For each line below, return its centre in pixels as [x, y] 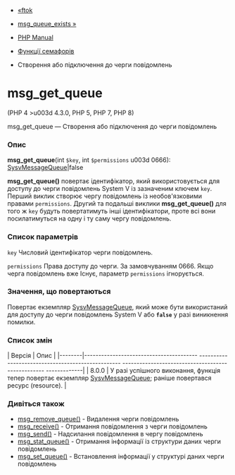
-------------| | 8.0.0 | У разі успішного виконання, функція [133, 371]
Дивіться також [36, 404]
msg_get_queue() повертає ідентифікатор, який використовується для [114, 181]
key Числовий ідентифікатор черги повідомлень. [80, 252]
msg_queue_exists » [47, 24]
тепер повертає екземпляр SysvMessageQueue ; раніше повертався [110, 378]
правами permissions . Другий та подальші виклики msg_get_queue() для [117, 204]
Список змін [30, 340]
